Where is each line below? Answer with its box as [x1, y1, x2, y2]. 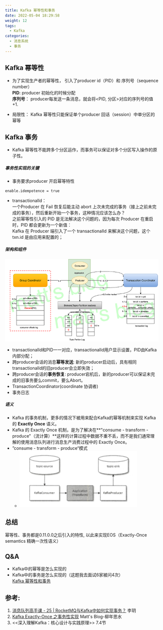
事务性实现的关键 [5, 165, 39, 171]
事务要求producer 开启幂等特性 [12, 178, 75, 184]
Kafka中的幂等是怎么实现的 [12, 566, 67, 572]
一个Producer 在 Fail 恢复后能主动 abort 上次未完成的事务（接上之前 [12, 204, 148, 210]
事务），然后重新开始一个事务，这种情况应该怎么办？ [20, 210, 126, 216]
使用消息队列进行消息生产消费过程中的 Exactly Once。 [20, 439, 130, 445]
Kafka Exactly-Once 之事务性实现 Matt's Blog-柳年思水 [12, 614, 122, 620]
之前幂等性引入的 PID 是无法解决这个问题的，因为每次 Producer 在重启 [12, 216, 154, 222]
